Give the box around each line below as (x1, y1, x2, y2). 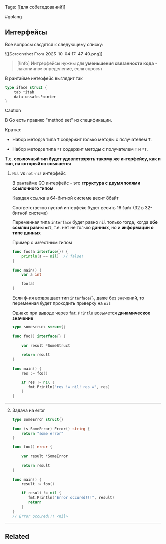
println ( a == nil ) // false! (21, 254, 83, 259)
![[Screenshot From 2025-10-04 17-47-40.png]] (5, 51, 103, 56)
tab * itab (14, 89, 35, 95)
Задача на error (12, 407, 45, 413)
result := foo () (21, 482, 55, 487)
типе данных (12, 230, 41, 236)
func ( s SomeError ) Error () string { (12, 426, 90, 431)
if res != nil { (21, 380, 55, 385)
